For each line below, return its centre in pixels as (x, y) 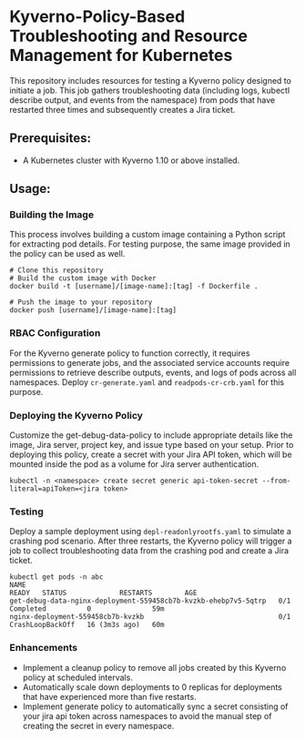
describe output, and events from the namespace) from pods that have (142, 100)
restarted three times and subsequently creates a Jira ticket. (122, 109)
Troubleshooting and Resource (129, 36)
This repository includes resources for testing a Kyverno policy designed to (150, 80)
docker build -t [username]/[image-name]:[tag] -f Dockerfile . (134, 287)
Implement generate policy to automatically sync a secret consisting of (155, 706)
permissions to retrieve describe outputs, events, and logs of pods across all (153, 372)
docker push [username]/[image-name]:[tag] (93, 310)
